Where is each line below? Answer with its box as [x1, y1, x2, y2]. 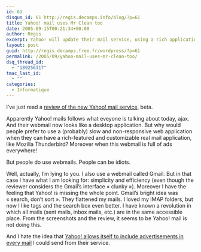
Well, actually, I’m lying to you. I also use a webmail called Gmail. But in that [6, 170, 192, 177]
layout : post [6, 43, 39, 49]
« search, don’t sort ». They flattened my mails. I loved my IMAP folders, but [6, 196, 193, 203]
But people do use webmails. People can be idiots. [6, 158, 131, 166]
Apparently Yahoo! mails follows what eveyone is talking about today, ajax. [6, 115, 190, 122]
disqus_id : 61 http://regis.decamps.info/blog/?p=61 [6, 14, 141, 20]
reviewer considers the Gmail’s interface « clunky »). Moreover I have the [6, 182, 187, 190]
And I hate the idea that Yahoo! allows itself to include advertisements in [6, 232, 184, 240]
